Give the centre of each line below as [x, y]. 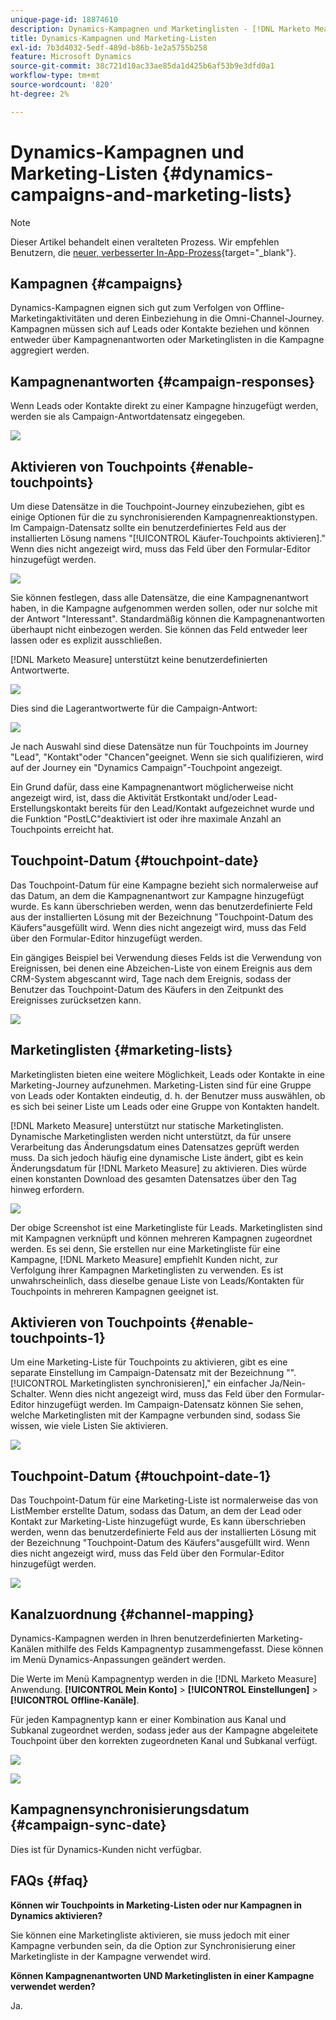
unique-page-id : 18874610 [64, 19]
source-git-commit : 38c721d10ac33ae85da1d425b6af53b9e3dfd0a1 [142, 66]
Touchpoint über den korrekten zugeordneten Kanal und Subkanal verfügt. [164, 1741]
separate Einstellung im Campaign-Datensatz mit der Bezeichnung [147, 1373]
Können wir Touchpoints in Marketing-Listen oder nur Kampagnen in [156, 1905]
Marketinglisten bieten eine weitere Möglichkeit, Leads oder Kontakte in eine [168, 1074]
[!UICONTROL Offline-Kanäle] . [75, 1700]
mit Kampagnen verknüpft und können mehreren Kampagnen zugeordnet [161, 1238]
